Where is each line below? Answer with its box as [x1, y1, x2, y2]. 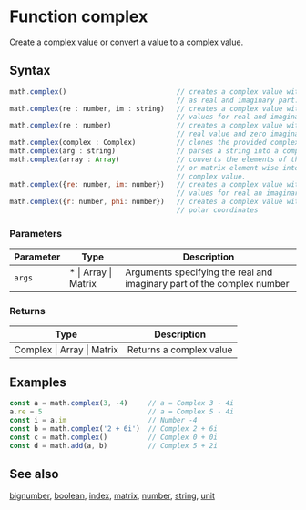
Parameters [9, 227, 62, 240]
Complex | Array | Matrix [14, 343, 119, 356]
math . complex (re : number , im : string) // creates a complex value [9, 104, 283, 113]
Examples [9, 374, 66, 390]
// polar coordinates [176, 206, 259, 215]
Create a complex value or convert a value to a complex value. [9, 36, 244, 47]
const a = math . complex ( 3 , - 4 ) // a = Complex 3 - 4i [9, 399, 234, 408]
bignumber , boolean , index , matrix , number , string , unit [9, 490, 216, 502]
